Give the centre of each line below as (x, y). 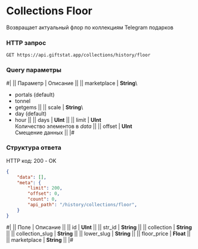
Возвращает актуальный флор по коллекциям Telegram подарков (90, 27)
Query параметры (34, 70)
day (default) (30, 114)
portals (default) (35, 94)
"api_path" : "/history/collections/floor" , (82, 205)
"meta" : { (29, 182)
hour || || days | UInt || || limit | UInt (58, 119)
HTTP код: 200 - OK (31, 160)
